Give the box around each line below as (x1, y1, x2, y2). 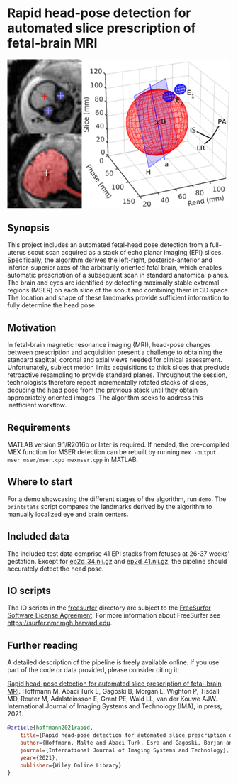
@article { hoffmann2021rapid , (7, 724, 93, 732)
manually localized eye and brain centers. (7, 510, 129, 518)
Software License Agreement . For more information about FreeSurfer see (7, 611, 221, 620)
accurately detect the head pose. (7, 564, 104, 573)
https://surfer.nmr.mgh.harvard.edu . (7, 619, 113, 628)
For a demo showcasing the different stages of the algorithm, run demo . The (7, 495, 227, 503)
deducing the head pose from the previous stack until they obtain (7, 385, 198, 395)
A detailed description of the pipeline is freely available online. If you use (7, 658, 220, 667)
